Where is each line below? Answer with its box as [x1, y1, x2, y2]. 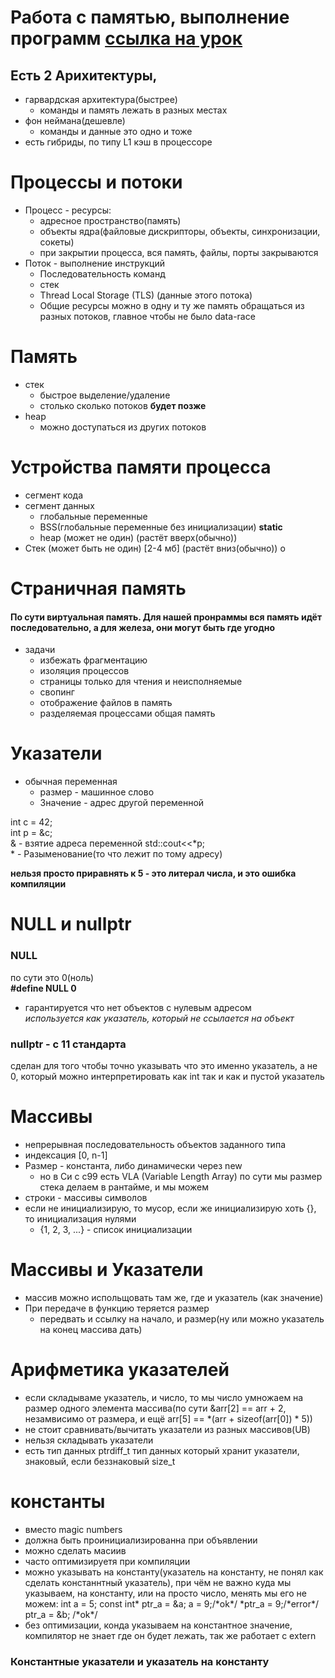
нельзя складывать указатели [24, 1434, 154, 1446]
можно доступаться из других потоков [39, 421, 207, 433]
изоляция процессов [39, 665, 130, 677]
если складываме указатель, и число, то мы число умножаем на [24, 1391, 304, 1403]
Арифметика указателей [10, 1358, 230, 1381]
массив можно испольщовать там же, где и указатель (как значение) [24, 1291, 324, 1303]
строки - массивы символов [24, 1191, 148, 1203]
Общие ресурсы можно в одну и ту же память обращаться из [39, 299, 305, 311]
